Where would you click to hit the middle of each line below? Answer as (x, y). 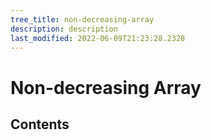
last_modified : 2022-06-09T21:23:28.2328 (98, 38)
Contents (40, 124)
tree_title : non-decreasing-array (82, 19)
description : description (64, 29)
